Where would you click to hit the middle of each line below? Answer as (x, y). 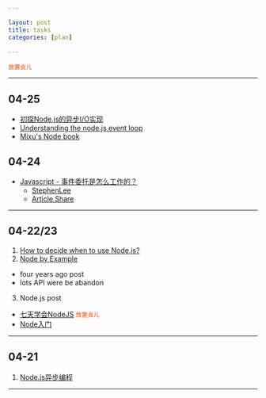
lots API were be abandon (62, 282)
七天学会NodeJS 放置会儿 (59, 314)
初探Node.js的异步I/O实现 (61, 119)
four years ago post (52, 274)
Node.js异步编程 (46, 377)
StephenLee (51, 190)
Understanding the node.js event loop (81, 128)
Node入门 (36, 324)
